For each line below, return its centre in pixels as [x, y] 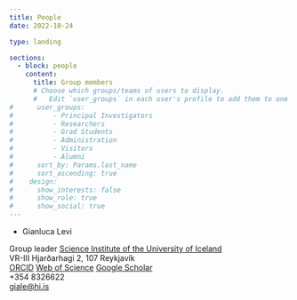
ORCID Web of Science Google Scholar [81, 268]
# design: [33, 182]
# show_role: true [53, 198]
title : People [36, 17]
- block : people [47, 66]
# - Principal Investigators [81, 115]
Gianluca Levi [47, 231]
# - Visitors [51, 149]
